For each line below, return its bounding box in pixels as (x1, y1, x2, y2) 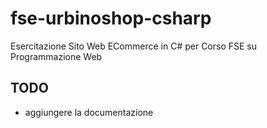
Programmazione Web (10, 50, 103, 62)
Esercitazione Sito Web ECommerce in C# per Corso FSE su (10, 40, 258, 52)
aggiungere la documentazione (24, 106, 154, 118)
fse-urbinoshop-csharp (10, 7, 212, 30)
